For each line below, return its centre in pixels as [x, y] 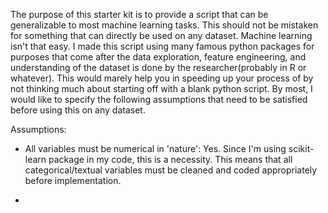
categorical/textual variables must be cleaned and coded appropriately [171, 170]
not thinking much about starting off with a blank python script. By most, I [161, 88]
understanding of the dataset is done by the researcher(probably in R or [158, 67]
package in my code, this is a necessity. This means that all [170, 159]
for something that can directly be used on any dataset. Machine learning [161, 35]
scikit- [301, 148]
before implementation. [73, 180]
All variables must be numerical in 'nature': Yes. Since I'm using [155, 148]
